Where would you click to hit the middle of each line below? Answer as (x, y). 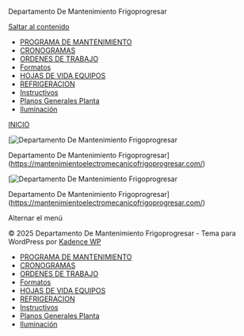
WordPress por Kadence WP (55, 242)
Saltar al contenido (39, 26)
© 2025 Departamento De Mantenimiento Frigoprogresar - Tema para (122, 233)
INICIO (19, 125)
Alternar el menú (36, 218)
